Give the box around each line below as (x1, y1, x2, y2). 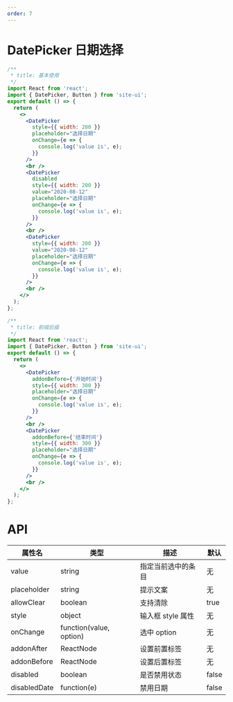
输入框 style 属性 (139, 611, 195, 621)
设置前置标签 (139, 644, 182, 654)
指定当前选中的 (139, 562, 189, 571)
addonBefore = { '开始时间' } (32, 375, 103, 382)
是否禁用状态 (139, 670, 182, 680)
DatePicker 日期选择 (7, 42, 123, 58)
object (60, 611, 81, 621)
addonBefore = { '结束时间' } (32, 434, 103, 441)
